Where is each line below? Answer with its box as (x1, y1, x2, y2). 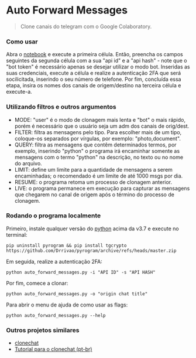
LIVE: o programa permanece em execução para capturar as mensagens (14, 185, 190, 192)
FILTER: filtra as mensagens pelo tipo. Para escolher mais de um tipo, (14, 128, 182, 135)
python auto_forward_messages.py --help (6, 312, 106, 318)
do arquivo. (14, 159, 42, 167)
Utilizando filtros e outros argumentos (6, 103, 116, 111)
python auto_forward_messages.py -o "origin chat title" (6, 291, 148, 296)
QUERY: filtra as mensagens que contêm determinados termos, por (14, 141, 177, 148)
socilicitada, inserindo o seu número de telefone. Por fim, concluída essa (6, 76, 181, 83)
